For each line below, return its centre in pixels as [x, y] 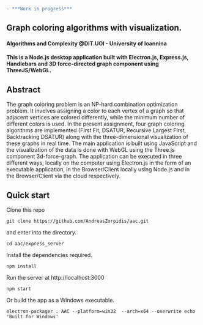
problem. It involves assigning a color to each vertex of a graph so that [95, 111]
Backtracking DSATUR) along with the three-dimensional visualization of [97, 137]
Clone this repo [26, 210]
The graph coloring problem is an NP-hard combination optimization [92, 105]
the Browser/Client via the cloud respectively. [64, 176]
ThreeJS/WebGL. [29, 70]
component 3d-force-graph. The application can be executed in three [94, 157]
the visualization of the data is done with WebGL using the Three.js [91, 150]
